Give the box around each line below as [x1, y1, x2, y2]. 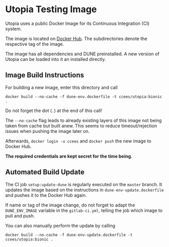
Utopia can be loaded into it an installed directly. [5, 56, 106, 62]
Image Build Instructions [5, 71, 85, 80]
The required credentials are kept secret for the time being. [5, 153, 133, 159]
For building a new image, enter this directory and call [5, 84, 118, 90]
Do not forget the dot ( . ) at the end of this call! [5, 108, 103, 114]
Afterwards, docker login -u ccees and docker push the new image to [5, 138, 151, 144]
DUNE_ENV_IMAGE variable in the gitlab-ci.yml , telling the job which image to [5, 207, 163, 214]
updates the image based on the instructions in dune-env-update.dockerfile [5, 187, 164, 193]
